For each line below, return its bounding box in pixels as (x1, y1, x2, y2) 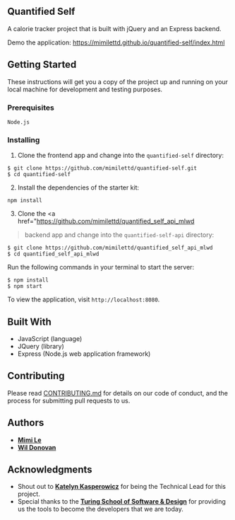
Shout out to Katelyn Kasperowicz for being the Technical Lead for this (17, 483, 226, 491)
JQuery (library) (17, 342, 65, 351)
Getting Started (7, 59, 77, 71)
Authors (7, 417, 44, 429)
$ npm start (7, 283, 42, 290)
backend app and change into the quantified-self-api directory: (24, 231, 215, 239)
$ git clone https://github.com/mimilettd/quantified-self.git (7, 165, 198, 172)
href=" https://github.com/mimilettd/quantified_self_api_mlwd (17, 217, 195, 226)
